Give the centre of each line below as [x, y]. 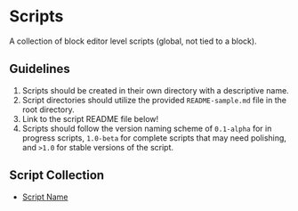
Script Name [45, 197]
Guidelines [40, 69]
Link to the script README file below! [90, 118]
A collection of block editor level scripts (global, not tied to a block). [133, 41]
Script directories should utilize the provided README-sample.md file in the [154, 100]
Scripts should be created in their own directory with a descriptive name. [155, 90]
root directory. [48, 110]
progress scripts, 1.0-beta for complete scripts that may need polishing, [154, 138]
